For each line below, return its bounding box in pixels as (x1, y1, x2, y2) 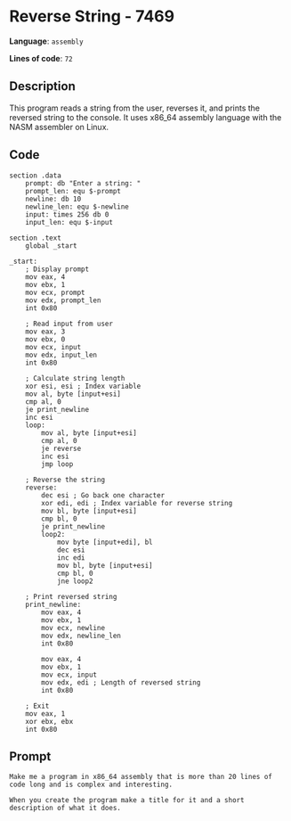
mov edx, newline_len (41, 631, 122, 640)
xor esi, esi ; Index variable (25, 382, 141, 390)
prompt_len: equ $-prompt (25, 186, 122, 195)
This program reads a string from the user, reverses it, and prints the (9, 103, 261, 113)
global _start (25, 241, 77, 250)
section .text (9, 234, 62, 242)
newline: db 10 (25, 194, 82, 203)
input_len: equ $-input (25, 218, 114, 226)
